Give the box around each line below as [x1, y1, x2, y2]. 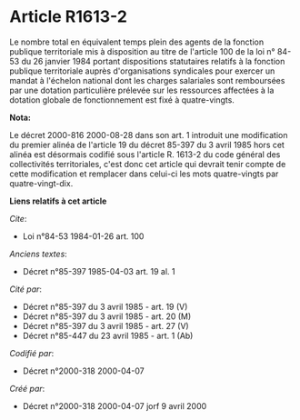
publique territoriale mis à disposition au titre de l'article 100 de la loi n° [9, 45, 275, 56]
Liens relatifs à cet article [9, 195, 107, 206]
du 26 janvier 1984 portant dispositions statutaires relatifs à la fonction [21, 55, 285, 66]
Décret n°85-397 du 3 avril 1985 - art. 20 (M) [22, 311, 192, 322]
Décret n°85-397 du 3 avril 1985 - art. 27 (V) [22, 320, 189, 331]
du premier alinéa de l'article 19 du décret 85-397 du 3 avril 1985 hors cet [9, 139, 285, 150]
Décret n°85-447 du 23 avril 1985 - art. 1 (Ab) [22, 330, 194, 341]
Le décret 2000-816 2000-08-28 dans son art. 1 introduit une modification [9, 129, 288, 140]
